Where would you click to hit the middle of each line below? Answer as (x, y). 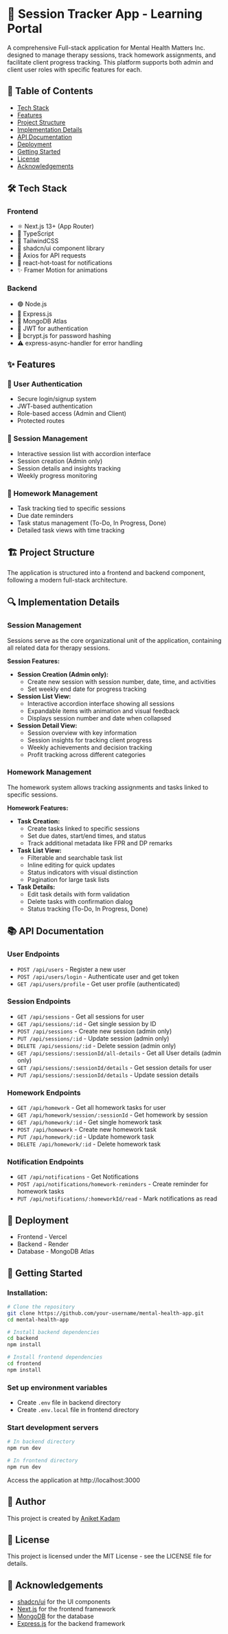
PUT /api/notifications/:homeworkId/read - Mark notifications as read (117, 1199)
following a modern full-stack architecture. (68, 580)
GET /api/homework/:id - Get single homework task (89, 1122)
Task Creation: (38, 821)
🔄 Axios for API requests (52, 256)
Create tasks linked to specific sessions (83, 828)
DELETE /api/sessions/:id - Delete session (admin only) (96, 1045)
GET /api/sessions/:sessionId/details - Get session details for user (114, 1067)
